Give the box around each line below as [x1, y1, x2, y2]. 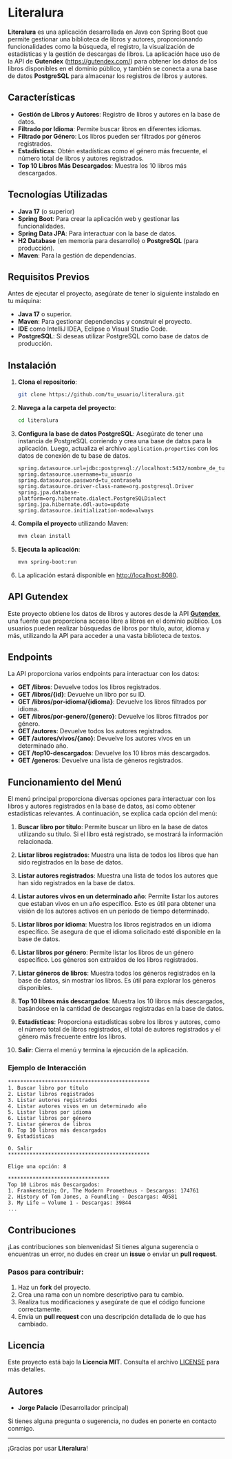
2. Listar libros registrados [8, 1091, 95, 1098]
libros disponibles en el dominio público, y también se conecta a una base [8, 64, 218, 73]
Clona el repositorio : [17, 378, 78, 386]
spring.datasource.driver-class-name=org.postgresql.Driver [17, 483, 194, 490]
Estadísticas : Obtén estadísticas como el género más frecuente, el [17, 146, 208, 155]
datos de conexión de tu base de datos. [17, 451, 131, 460]
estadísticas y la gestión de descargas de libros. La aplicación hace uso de [8, 50, 220, 58]
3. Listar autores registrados [8, 1096, 98, 1104]
